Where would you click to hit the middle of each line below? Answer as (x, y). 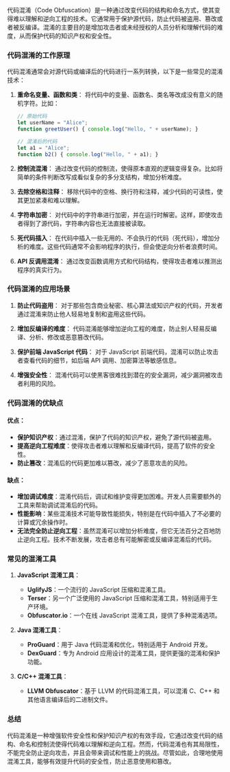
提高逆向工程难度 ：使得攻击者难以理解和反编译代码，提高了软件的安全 (116, 446)
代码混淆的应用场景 (39, 289)
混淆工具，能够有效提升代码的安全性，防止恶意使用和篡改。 (91, 761)
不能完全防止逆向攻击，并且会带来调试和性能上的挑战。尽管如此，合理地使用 (115, 752)
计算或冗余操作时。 (44, 522)
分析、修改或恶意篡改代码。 (68, 337)
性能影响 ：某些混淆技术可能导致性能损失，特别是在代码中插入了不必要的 (119, 514)
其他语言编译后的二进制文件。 (69, 700)
